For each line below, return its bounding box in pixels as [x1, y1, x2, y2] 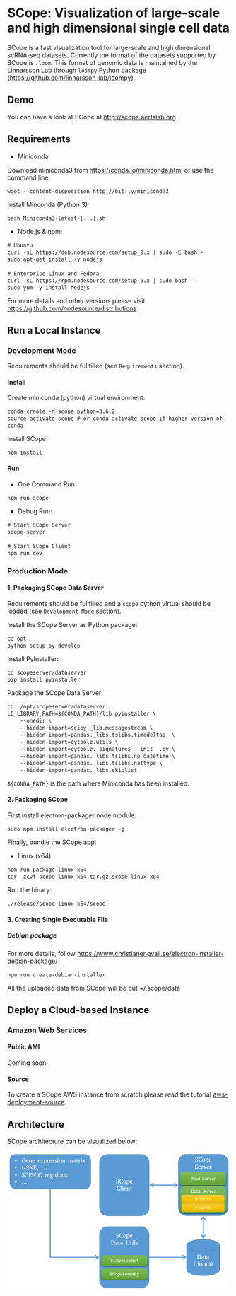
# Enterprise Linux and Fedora [7, 270, 100, 277]
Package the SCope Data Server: [7, 688, 104, 697]
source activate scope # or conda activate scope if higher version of [7, 415, 223, 422]
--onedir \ [20, 717, 52, 724]
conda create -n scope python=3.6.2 [7, 408, 115, 415]
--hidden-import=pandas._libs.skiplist [20, 766, 138, 773]
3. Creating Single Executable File [7, 915, 108, 923]
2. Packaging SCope [7, 795, 69, 804]
